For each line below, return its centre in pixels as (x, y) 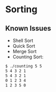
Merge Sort (24, 51)
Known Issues (28, 28)
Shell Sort (23, 40)
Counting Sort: (28, 57)
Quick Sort (24, 46)
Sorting (21, 9)
